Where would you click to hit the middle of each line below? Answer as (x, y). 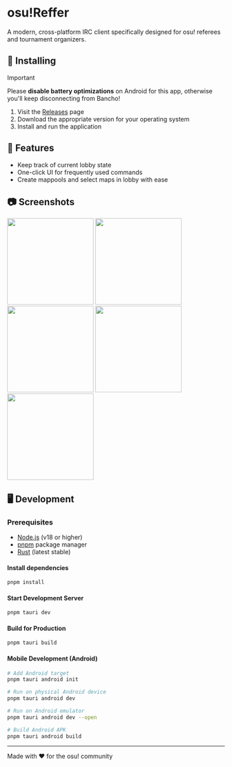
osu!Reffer (38, 13)
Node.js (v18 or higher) (50, 538)
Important (21, 77)
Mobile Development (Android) (52, 659)
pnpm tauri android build (44, 736)
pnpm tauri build (32, 643)
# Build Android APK (37, 730)
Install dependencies (38, 567)
